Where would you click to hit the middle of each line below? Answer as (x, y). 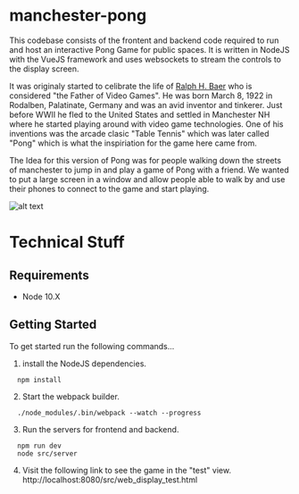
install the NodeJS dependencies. (84, 364)
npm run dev (40, 446)
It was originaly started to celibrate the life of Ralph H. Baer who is (131, 86)
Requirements (49, 275)
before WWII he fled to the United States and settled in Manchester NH (140, 114)
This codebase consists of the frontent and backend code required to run (144, 40)
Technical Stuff (67, 243)
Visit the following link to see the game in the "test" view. (127, 470)
